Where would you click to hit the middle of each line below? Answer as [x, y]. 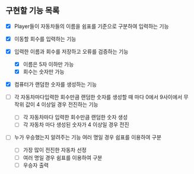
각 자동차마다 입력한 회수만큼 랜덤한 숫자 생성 [75, 117]
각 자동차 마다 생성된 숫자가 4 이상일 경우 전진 [76, 125]
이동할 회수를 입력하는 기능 [45, 39]
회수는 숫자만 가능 [44, 72]
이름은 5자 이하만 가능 [48, 64]
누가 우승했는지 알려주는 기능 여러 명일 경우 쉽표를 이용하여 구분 [88, 137]
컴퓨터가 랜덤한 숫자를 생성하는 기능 [55, 85]
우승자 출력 [36, 165]
